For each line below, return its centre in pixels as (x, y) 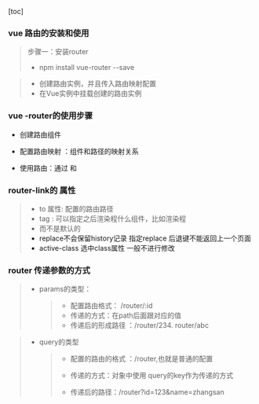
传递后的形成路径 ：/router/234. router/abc (140, 325)
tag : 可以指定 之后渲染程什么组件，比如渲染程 (113, 219)
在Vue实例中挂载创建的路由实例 (90, 94)
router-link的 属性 (42, 190)
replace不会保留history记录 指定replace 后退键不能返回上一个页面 (145, 238)
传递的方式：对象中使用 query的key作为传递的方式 (152, 376)
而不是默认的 (60, 228)
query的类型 (59, 342)
